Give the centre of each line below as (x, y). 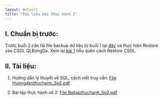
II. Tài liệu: (21, 66)
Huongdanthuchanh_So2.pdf (41, 83)
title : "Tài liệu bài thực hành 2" (41, 14)
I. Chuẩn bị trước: (32, 34)
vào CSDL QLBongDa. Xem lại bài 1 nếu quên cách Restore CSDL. (71, 51)
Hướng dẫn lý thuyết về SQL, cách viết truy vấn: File (64, 78)
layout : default (21, 10)
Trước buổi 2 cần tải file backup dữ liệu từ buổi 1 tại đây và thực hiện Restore (82, 46)
